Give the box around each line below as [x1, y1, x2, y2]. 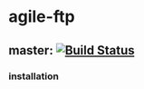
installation [8, 70, 60, 83]
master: [8, 43, 53, 58]
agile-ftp [8, 6, 75, 27]
